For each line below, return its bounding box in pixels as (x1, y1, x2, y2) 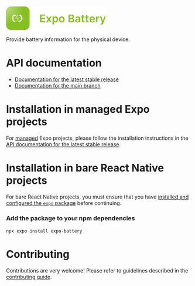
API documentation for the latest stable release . (6, 140, 121, 147)
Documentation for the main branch (14, 82, 101, 89)
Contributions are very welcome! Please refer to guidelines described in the (6, 267, 189, 274)
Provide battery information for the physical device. (6, 36, 130, 43)
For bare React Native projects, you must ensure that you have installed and (6, 193, 189, 200)
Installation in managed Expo (6, 103, 150, 116)
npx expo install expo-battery (6, 228, 83, 234)
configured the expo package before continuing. (6, 199, 122, 206)
